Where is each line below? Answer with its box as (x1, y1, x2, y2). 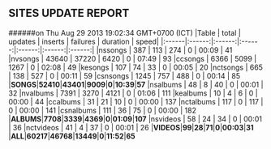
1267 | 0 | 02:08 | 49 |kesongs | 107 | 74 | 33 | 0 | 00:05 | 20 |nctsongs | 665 (8, 62, 264, 72)
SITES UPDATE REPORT (8, 6, 130, 20)
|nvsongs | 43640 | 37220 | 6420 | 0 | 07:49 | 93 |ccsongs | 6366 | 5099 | (8, 53, 257, 63)
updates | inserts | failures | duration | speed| (8, 36, 160, 46)
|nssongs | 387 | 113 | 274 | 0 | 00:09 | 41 (96, 45, 233, 55)
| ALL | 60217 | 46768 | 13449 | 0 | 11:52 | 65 (8, 131, 135, 141)
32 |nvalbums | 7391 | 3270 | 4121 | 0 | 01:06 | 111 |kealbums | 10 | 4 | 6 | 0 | (8, 88, 258, 98)
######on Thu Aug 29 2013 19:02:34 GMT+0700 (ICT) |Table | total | (8, 28, 241, 37)
